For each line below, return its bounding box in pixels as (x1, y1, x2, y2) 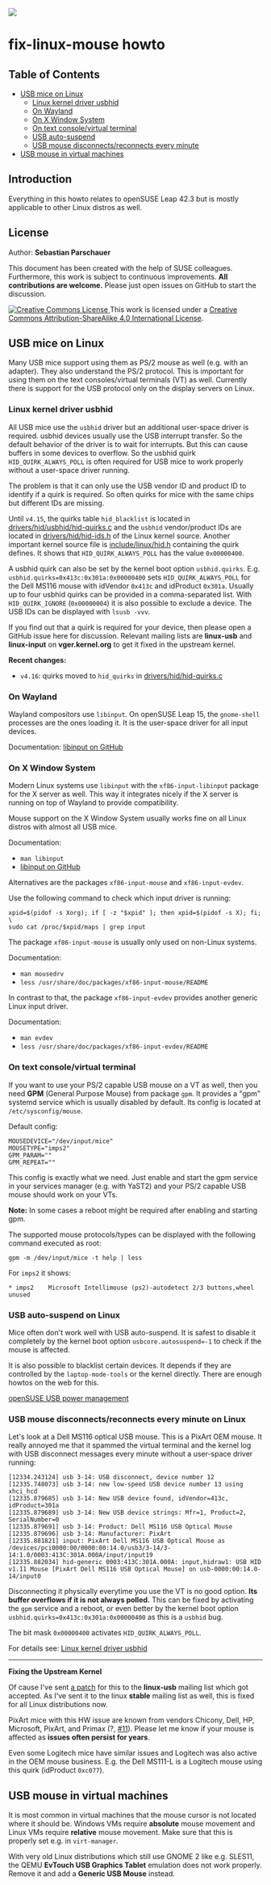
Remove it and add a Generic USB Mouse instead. (8, 1869, 176, 1879)
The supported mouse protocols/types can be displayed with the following (8, 1229, 256, 1239)
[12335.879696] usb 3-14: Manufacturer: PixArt (8, 1530, 172, 1538)
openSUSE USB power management (8, 1393, 129, 1402)
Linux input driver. (8, 1002, 69, 1011)
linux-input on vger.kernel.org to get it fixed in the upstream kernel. (8, 639, 236, 649)
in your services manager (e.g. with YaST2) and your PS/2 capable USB (8, 1181, 247, 1191)
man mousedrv (19, 970, 65, 978)
